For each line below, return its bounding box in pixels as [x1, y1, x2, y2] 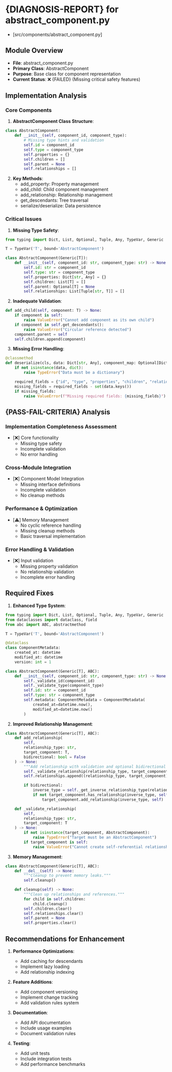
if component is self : [14, 313, 63, 318]
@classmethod [5, 356, 33, 361]
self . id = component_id [24, 142, 74, 148]
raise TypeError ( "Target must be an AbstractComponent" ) [32, 835, 157, 840]
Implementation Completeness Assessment [5, 423, 117, 430]
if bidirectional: [24, 783, 63, 788]
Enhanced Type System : [12, 603, 66, 609]
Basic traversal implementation [20, 533, 86, 539]
